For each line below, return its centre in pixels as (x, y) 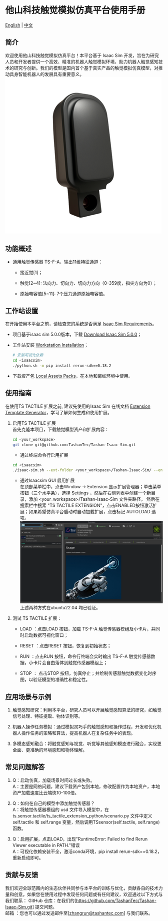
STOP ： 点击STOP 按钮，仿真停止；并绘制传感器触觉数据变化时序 (88, 673)
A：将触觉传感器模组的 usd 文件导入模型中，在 (60, 809)
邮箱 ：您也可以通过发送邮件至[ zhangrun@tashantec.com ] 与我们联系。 (79, 913)
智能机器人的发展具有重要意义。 (51, 74)
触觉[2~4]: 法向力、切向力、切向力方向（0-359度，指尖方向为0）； (88, 283)
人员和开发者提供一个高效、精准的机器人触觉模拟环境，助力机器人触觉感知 (82, 62)
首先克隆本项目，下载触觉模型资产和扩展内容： (60, 429)
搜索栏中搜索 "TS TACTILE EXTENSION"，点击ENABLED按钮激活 (86, 505)
